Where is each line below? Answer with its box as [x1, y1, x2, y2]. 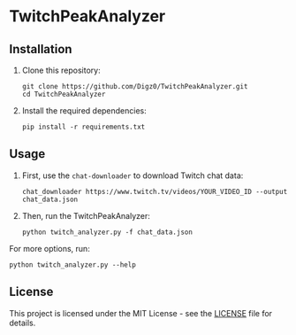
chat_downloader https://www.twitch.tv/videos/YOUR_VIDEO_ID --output [21, 187, 288, 196]
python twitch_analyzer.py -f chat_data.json [21, 228, 193, 237]
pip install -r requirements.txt [21, 122, 146, 131]
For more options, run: [9, 243, 90, 253]
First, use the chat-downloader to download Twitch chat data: [21, 170, 244, 181]
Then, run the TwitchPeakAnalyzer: [21, 210, 150, 221]
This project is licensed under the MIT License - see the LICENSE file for [9, 308, 272, 318]
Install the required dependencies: [21, 105, 148, 116]
